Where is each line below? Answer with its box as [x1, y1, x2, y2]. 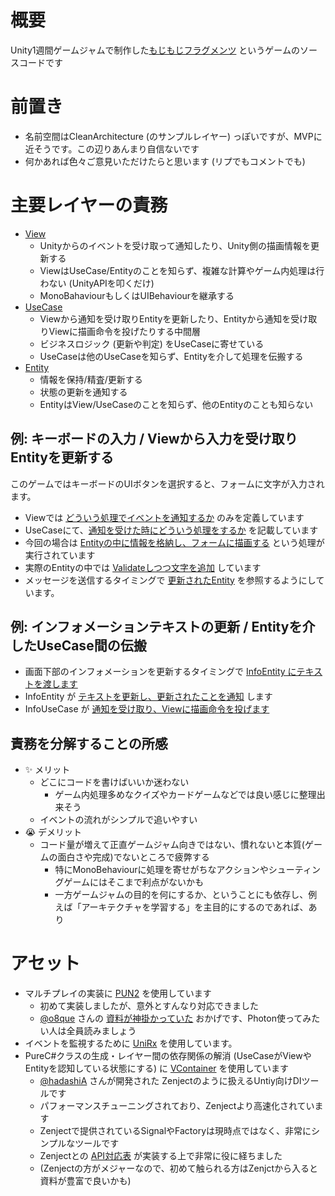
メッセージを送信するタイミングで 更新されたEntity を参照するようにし [24, 574, 317, 586]
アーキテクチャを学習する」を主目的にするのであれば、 [81, 901, 309, 913]
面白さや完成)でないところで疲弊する [57, 851, 210, 863]
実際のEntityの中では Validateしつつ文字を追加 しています [24, 561, 262, 573]
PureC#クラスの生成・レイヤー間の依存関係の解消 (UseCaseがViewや [24, 1050, 312, 1062]
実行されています [24, 549, 96, 561]
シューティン [268, 864, 322, 876]
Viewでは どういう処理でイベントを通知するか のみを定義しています [24, 511, 305, 523]
